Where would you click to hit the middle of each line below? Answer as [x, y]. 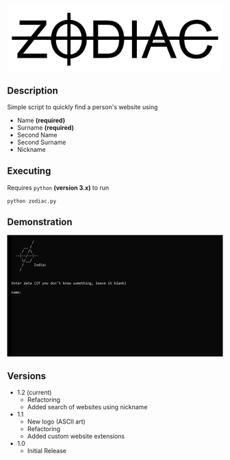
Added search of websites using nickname [87, 406]
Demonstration [40, 222]
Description [33, 90]
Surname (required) [45, 128]
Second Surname [41, 142]
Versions [27, 376]
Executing [29, 171]
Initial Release [47, 450]
